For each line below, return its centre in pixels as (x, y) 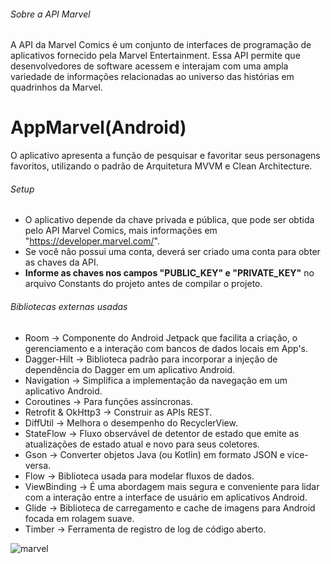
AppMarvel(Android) (98, 127)
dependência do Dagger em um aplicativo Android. (130, 369)
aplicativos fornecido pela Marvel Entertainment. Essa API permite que (155, 56)
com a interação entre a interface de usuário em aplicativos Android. (166, 497)
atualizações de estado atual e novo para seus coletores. (142, 444)
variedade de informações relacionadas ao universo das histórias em (152, 77)
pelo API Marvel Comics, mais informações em (121, 231)
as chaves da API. (61, 262)
